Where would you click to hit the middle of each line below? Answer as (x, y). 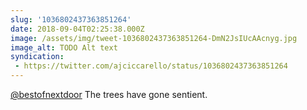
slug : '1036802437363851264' (71, 19)
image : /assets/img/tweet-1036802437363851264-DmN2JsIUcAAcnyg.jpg (154, 38)
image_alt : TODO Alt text (64, 47)
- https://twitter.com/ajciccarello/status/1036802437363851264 (151, 66)
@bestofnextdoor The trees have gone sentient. (109, 94)
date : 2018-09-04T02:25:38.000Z (77, 29)
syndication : (37, 57)
